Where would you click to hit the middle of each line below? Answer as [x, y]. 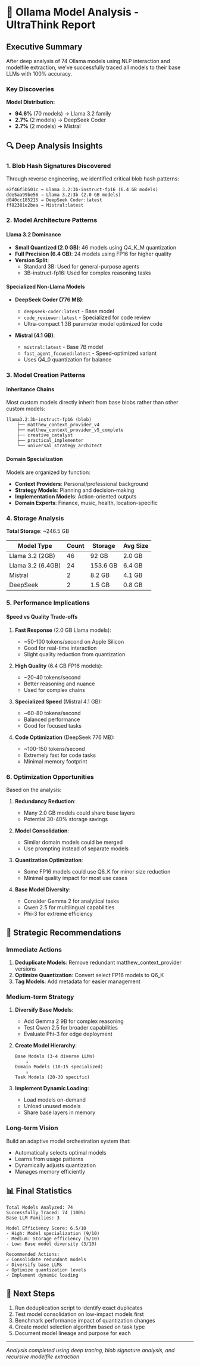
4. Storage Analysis [35, 518]
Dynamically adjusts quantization [55, 1165]
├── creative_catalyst [45, 435]
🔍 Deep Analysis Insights [54, 146]
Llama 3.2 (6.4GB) [35, 565]
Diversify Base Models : [44, 1010]
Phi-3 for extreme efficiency [58, 914]
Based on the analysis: [34, 790]
